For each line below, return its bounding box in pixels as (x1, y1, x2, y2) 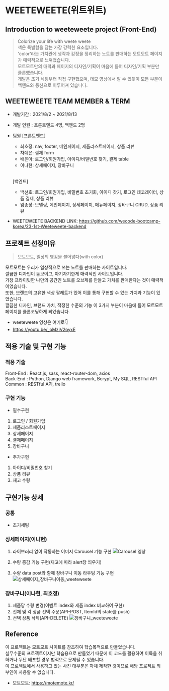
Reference (5, 630, 39, 639)
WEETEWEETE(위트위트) (5, 5, 107, 16)
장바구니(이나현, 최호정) (5, 590, 59, 597)
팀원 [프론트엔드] (12, 132, 46, 139)
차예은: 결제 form (20, 149, 54, 155)
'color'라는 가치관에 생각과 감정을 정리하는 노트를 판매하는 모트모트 (17, 51, 149, 56)
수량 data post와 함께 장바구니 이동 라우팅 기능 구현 (12, 569, 114, 575)
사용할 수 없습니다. (18, 669, 55, 675)
